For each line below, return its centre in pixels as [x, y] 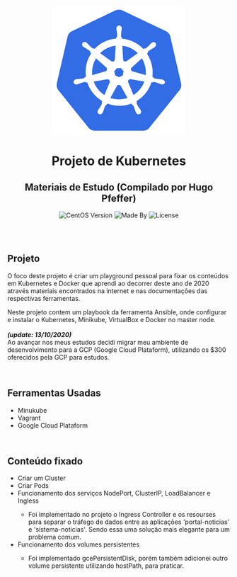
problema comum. [55, 537]
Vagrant [29, 418]
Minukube [32, 410]
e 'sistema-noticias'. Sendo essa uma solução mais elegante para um [129, 530]
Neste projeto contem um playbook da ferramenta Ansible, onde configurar [117, 312]
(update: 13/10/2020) [40, 334]
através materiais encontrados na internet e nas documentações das [108, 291]
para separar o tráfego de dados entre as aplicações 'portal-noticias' [129, 522]
